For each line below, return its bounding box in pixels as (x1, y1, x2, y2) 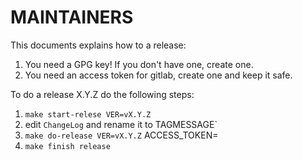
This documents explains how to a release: (10, 39, 187, 51)
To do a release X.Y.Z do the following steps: (10, 88, 195, 100)
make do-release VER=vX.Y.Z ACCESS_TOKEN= (24, 129, 219, 141)
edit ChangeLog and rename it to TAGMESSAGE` (24, 118, 218, 130)
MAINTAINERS (10, 6, 134, 29)
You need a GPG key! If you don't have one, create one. (24, 58, 254, 70)
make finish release (24, 141, 111, 151)
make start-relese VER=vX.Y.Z (24, 109, 152, 120)
